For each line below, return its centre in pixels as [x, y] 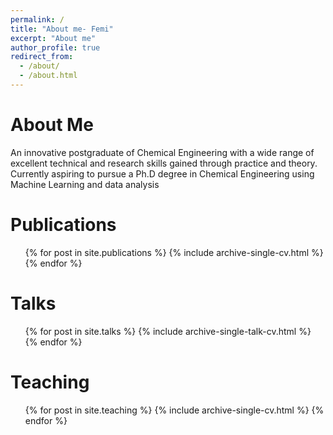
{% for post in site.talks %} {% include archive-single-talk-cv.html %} [168, 331]
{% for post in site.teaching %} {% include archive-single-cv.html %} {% [174, 410]
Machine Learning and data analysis [85, 184]
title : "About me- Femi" [62, 29]
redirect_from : [42, 57]
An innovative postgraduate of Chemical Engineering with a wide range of [162, 152]
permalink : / [37, 19]
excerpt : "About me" [53, 38]
